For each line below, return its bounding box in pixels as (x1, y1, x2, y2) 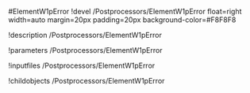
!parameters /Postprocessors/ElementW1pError (8, 46, 163, 54)
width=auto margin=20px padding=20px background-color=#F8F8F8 (8, 15, 237, 24)
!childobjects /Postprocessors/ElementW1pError (8, 76, 165, 85)
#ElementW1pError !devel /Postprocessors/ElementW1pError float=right (8, 7, 242, 16)
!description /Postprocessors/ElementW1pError (8, 31, 163, 39)
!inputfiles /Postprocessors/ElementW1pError (8, 61, 156, 70)
